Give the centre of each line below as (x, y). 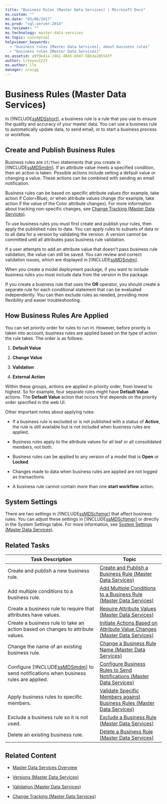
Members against (120, 697)
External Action (29, 377)
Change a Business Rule (128, 643)
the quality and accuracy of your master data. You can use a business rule (81, 124)
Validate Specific (119, 691)
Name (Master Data (123, 650)
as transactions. (29, 477)
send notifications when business (47, 673)
